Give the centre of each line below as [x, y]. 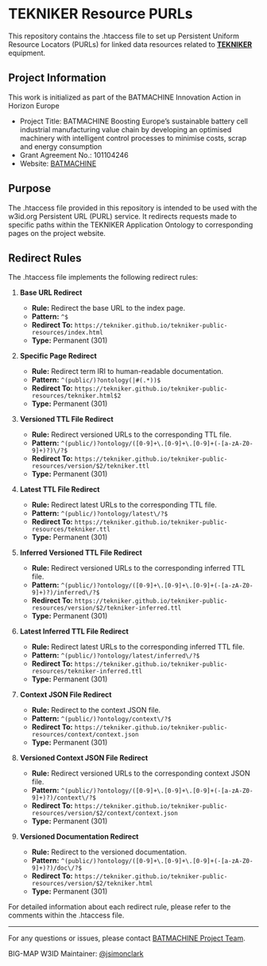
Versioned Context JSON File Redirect [84, 758]
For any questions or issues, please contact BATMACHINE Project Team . [127, 938]
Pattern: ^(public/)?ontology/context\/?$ [101, 719]
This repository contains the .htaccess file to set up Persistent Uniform [124, 36]
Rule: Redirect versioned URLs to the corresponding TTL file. [132, 434]
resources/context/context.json [85, 735]
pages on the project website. [57, 233]
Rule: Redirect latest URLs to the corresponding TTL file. [124, 505]
